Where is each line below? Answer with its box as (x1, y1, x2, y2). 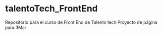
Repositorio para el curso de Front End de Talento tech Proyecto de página (5, 19, 158, 25)
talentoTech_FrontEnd (5, 3, 98, 14)
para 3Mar (5, 24, 27, 30)
